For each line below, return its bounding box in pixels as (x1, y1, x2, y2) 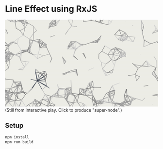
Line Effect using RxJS (5, 3, 98, 15)
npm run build (5, 140, 34, 145)
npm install (5, 135, 29, 140)
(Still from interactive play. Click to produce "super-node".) (5, 107, 122, 113)
